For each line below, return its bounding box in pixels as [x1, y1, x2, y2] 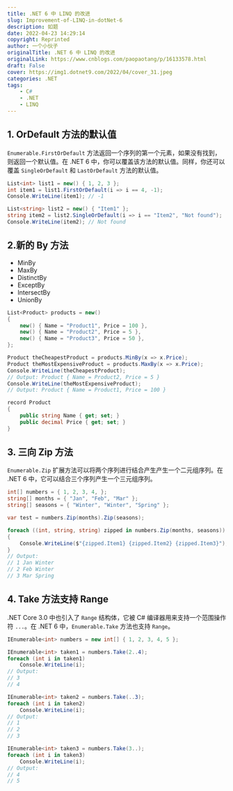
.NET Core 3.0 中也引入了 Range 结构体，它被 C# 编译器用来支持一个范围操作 [7, 613, 227, 621]
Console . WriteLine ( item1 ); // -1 [7, 193, 104, 200]
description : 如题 [7, 23, 58, 30]
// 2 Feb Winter [7, 566, 54, 573]
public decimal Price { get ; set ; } [19, 418, 127, 426]
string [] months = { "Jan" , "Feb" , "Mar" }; [7, 495, 138, 503]
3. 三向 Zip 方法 [7, 446, 74, 458]
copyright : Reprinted [7, 36, 70, 43]
